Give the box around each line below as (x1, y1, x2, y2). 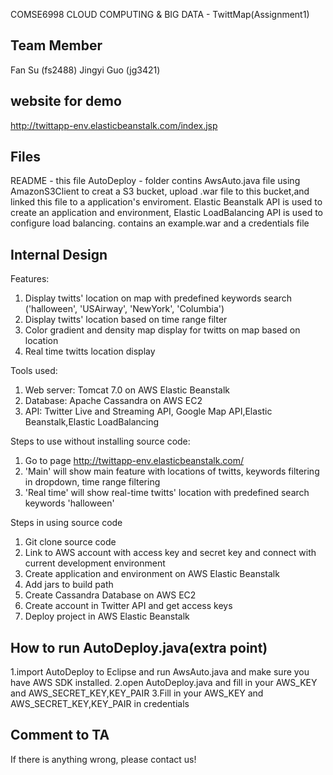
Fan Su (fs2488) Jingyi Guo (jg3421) (10, 64, 161, 76)
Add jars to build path (24, 579, 114, 591)
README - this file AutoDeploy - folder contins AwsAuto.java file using (10, 175, 301, 187)
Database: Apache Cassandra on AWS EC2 (24, 395, 203, 407)
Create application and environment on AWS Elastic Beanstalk (24, 568, 280, 580)
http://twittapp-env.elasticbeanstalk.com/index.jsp (10, 119, 218, 131)
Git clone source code (24, 536, 117, 548)
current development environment (24, 557, 166, 569)
